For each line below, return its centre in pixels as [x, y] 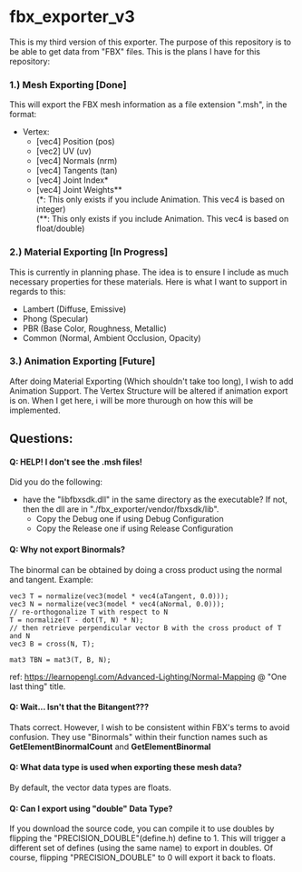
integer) [51, 209]
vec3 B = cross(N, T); [52, 644]
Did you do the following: [56, 482]
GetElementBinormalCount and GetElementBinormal [110, 747]
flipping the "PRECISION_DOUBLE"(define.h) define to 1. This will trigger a [147, 838]
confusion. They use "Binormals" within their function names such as [139, 737]
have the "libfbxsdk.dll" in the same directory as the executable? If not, [155, 500]
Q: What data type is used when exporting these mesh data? [126, 767]
